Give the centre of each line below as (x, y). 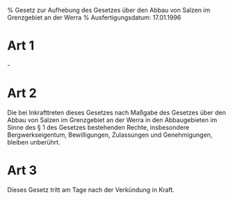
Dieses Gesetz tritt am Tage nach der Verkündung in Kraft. (91, 189)
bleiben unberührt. (34, 142)
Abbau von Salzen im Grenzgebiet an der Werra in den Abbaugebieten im (112, 120)
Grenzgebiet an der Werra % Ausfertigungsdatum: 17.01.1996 (94, 17)
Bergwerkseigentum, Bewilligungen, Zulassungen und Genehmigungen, (110, 135)
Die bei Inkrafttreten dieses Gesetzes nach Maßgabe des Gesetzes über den (116, 112)
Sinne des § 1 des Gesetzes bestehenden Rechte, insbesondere (98, 127)
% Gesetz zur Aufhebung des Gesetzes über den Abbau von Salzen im (109, 10)
